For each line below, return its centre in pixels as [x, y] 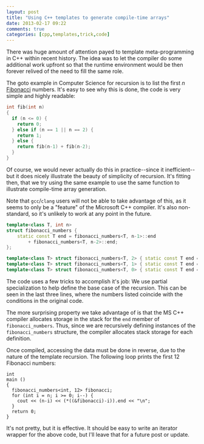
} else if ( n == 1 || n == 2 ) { [53, 130]
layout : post [23, 12]
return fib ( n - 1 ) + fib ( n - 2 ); [54, 147]
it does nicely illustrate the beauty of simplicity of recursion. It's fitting [104, 176]
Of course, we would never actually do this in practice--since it [85, 169]
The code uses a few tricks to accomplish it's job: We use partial [87, 281]
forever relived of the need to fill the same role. [65, 71]
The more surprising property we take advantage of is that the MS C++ [95, 312]
